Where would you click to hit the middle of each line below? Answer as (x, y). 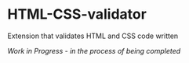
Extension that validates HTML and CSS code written (93, 36)
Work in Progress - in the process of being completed (94, 51)
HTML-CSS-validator (77, 14)
